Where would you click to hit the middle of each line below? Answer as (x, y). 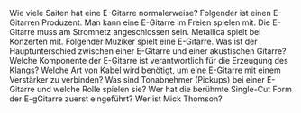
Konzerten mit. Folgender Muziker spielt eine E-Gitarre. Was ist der (133, 41)
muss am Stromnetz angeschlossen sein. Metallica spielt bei (149, 32)
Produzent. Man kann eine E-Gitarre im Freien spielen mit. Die (156, 22)
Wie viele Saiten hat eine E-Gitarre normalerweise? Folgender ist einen (141, 13)
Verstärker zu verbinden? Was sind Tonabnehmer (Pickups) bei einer (137, 79)
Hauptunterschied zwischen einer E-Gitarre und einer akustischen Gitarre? (148, 51)
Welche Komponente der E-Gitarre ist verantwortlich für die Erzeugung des (149, 61)
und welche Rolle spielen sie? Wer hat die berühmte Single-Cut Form (164, 89)
